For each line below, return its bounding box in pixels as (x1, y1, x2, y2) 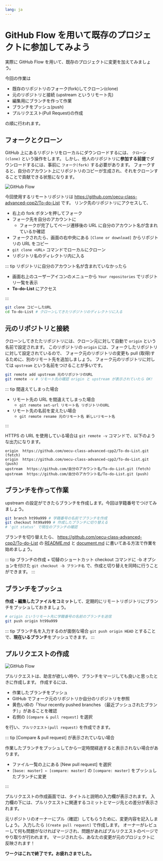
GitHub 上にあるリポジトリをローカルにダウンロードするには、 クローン (5, 150, 147, 156)
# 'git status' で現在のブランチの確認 (5, 524, 78, 530)
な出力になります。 (5, 439, 43, 445)
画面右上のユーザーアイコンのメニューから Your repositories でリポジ (12, 274, 154, 280)
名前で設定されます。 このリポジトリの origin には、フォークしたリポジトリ (5, 344, 158, 350)
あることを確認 (27, 708, 57, 713)
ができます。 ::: (5, 569, 36, 575)
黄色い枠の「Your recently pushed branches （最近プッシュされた (12, 702, 145, 708)
